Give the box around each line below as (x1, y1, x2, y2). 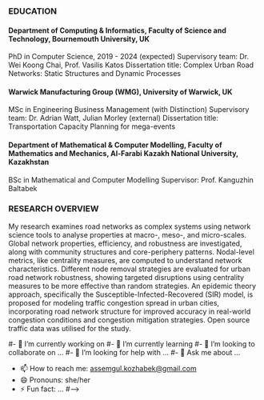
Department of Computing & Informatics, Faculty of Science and (8, 26, 226, 35)
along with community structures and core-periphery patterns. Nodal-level (8, 246, 254, 257)
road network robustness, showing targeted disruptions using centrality (8, 272, 245, 282)
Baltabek (8, 183, 38, 193)
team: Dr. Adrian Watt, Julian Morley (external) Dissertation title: (8, 114, 218, 123)
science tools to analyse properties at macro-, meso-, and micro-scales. (8, 230, 247, 239)
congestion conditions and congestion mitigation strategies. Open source (8, 314, 250, 325)
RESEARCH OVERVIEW (8, 203, 99, 214)
